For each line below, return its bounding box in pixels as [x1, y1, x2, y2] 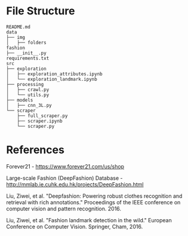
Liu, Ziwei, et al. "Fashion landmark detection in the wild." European [6, 216, 172, 223]
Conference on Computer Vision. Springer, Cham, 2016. [6, 223, 143, 230]
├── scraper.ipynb [17, 118, 63, 124]
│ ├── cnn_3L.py [6, 102, 52, 108]
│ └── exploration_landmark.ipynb [6, 76, 97, 82]
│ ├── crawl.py [6, 87, 50, 93]
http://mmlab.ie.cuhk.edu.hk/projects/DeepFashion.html [6, 180, 144, 188]
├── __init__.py [6, 50, 47, 56]
